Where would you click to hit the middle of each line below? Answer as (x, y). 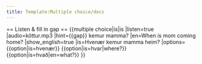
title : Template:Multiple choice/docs (55, 12)
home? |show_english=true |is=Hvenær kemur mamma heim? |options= (96, 42)
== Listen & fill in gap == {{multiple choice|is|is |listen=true (80, 29)
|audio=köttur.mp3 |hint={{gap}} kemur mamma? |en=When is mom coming (101, 35)
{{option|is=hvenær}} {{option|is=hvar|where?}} (67, 48)
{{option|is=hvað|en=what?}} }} (46, 54)
